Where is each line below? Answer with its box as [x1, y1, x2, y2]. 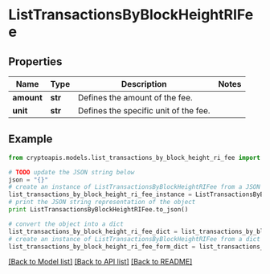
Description [121, 79, 167, 89]
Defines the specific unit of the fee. [77, 105, 211, 116]
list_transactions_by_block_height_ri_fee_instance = [8, 190, 193, 198]
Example [8, 133, 53, 146]
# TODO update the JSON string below [8, 168, 135, 176]
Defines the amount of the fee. [77, 92, 193, 103]
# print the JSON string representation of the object [8, 198, 196, 207]
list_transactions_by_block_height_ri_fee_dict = [8, 227, 178, 235]
